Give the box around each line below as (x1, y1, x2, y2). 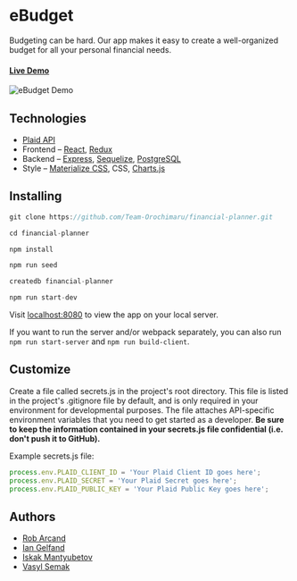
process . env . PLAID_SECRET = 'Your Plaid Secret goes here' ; (9, 476, 238, 485)
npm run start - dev (9, 293, 78, 302)
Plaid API (21, 134, 56, 145)
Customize (9, 362, 71, 377)
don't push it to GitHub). (9, 433, 101, 443)
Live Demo (9, 64, 50, 76)
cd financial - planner (9, 229, 90, 238)
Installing (9, 189, 62, 204)
